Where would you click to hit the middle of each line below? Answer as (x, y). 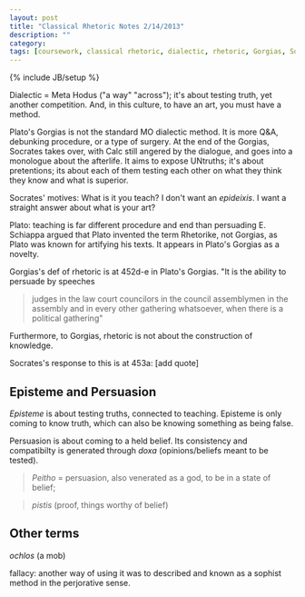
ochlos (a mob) (38, 555)
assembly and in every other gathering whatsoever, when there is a (157, 309)
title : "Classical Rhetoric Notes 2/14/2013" (97, 26)
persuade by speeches (52, 282)
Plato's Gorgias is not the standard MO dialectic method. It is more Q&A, (144, 132)
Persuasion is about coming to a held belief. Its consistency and (128, 441)
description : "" (40, 35)
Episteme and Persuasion (83, 392)
